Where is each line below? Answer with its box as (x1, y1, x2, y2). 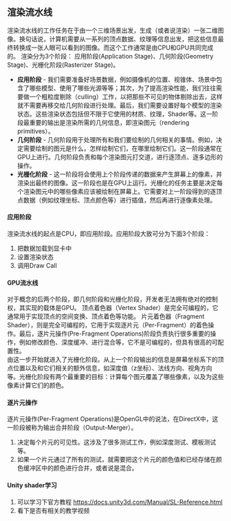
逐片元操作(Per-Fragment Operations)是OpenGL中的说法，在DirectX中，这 (7, 415, 219, 423)
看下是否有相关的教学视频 (16, 506, 90, 515)
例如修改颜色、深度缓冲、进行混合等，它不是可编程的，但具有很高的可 (19, 338, 218, 347)
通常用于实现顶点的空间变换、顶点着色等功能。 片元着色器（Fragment (7, 312, 205, 320)
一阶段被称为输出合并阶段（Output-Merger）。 (7, 423, 137, 432)
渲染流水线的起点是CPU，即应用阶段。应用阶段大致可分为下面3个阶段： (7, 229, 211, 238)
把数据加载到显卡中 (16, 244, 72, 253)
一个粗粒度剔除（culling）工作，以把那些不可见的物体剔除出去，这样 (29, 92, 223, 101)
